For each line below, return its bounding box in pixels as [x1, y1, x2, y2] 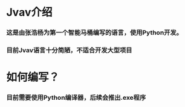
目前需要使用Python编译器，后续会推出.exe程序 [6, 94, 146, 102]
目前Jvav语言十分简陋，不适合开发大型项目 [6, 46, 132, 55]
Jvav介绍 [6, 5, 53, 19]
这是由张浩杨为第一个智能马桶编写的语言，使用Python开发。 [6, 28, 183, 37]
